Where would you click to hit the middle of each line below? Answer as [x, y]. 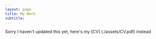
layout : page [18, 9]
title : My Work [20, 14]
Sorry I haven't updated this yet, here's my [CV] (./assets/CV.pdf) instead [78, 32]
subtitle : [15, 18]
